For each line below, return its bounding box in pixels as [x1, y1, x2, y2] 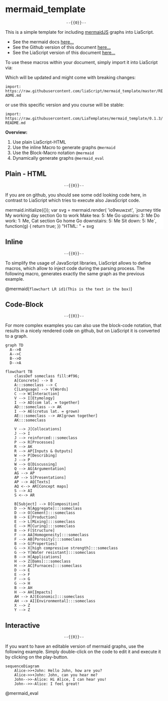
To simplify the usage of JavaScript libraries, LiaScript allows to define [5, 260, 151, 266]
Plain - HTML [5, 170, 47, 178]
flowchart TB [5, 369, 33, 374]
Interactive [5, 621, 40, 629]
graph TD [5, 343, 24, 348]
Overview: [5, 129, 28, 135]
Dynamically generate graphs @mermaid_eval [12, 155, 105, 161]
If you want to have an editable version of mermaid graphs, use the [5, 644, 144, 650]
